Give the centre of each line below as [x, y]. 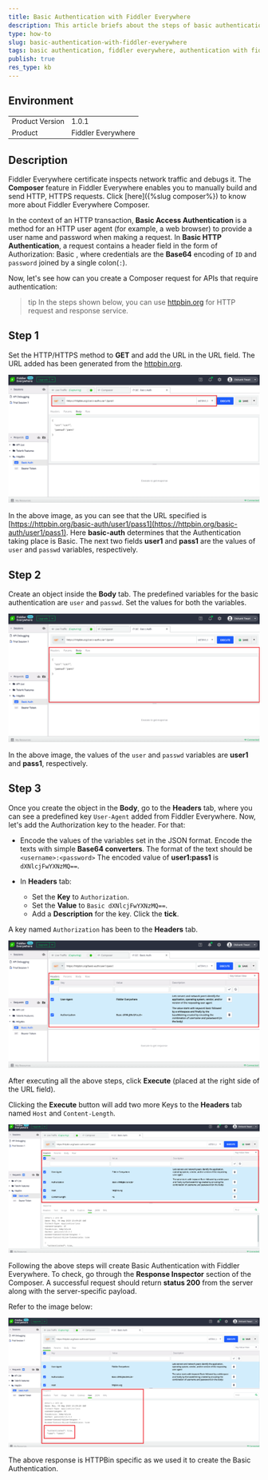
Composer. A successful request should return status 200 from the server [131, 1283]
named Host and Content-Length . [62, 1113]
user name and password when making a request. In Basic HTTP [115, 237]
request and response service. [78, 311]
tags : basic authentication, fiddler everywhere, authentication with [128, 51]
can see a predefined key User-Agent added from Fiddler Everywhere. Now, [132, 816]
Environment [41, 101]
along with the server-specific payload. [73, 1291]
